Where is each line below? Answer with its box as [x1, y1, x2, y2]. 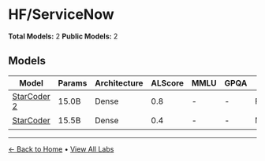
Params [58, 77, 88, 88]
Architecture [94, 77, 144, 88]
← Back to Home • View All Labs [8, 144, 114, 154]
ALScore [151, 77, 184, 88]
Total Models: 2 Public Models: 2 [8, 31, 118, 41]
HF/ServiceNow [8, 5, 114, 24]
